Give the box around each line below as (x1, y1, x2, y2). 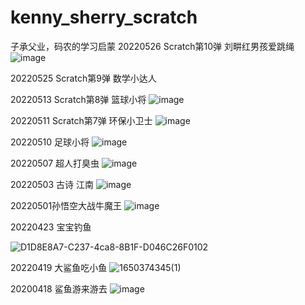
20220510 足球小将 (10, 136, 90, 148)
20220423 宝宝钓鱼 (10, 221, 92, 233)
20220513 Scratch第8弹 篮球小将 (10, 93, 147, 105)
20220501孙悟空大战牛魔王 (10, 199, 123, 211)
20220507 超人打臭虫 (10, 157, 100, 169)
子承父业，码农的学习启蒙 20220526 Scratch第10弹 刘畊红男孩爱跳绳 (10, 40, 295, 52)
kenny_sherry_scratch (10, 6, 198, 29)
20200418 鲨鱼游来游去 (10, 282, 108, 295)
